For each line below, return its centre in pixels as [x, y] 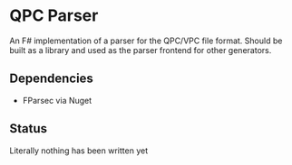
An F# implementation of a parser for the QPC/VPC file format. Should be [146, 41]
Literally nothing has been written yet [78, 151]
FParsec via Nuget [57, 100]
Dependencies [51, 79]
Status [29, 128]
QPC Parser [54, 16]
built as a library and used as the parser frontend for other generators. [141, 50]
